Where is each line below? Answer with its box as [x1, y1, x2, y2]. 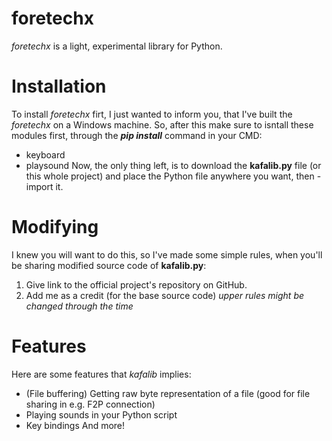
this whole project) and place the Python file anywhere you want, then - [25, 170, 322, 182]
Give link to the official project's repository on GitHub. [25, 278, 248, 291]
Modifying [11, 216, 99, 239]
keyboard [25, 148, 66, 161]
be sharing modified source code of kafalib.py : [11, 259, 207, 271]
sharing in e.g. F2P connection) [25, 398, 156, 410]
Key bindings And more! [25, 419, 126, 431]
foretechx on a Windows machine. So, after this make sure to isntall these [11, 118, 314, 131]
